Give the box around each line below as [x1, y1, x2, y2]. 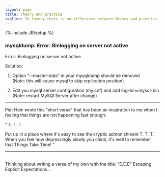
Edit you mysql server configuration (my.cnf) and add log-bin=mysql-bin [12, 87, 159, 93]
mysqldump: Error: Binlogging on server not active [5, 42, 129, 49]
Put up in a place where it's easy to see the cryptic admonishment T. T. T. [5, 131, 154, 137]
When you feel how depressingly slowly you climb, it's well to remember [5, 136, 151, 142]
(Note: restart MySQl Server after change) [12, 92, 97, 99]
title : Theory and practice [5, 12, 63, 17]
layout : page [5, 7, 32, 12]
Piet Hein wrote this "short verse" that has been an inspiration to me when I [5, 106, 158, 112]
